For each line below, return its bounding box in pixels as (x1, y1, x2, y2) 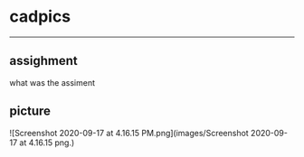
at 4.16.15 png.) (19, 137, 75, 148)
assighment (9, 53, 79, 69)
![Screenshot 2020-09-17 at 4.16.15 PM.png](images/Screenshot (9, 127, 249, 138)
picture (9, 104, 52, 119)
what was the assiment (9, 77, 96, 88)
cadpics (9, 6, 71, 27)
